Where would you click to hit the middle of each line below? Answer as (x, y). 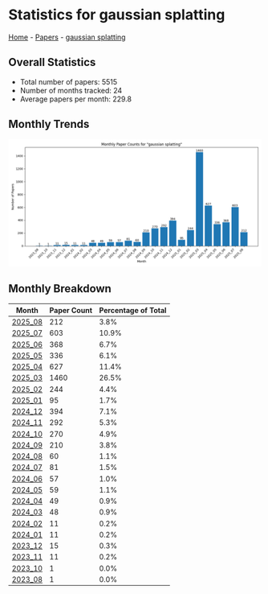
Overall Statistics (52, 62)
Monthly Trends (49, 124)
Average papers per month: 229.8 (76, 99)
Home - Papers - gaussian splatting (67, 37)
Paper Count (71, 310)
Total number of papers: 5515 (69, 81)
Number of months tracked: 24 (71, 90)
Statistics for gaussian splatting (117, 15)
